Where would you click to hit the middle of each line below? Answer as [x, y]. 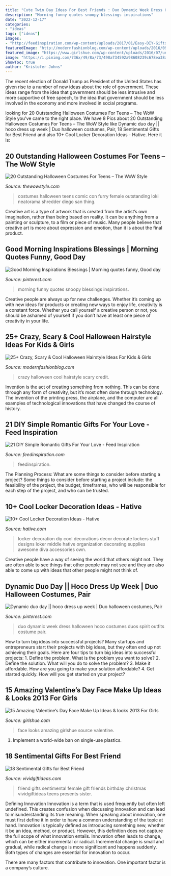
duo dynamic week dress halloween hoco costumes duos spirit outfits [91, 626]
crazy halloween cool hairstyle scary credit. [63, 377]
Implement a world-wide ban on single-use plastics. [67, 740]
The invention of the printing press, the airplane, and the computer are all [82, 397]
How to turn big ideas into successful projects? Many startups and [75, 642]
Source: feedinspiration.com [35, 455]
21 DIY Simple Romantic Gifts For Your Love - [78, 424]
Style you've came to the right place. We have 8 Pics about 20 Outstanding [84, 118]
